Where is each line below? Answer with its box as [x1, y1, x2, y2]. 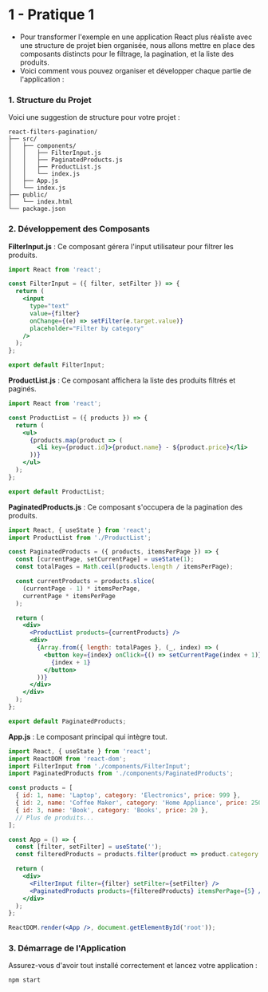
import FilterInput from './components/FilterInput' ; [8, 762, 191, 770]
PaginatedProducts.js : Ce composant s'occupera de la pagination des [8, 502, 243, 512]
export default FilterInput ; [8, 361, 105, 369]
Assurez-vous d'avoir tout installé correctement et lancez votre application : [8, 961, 258, 970]
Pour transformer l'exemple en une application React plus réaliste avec [19, 32, 253, 42]
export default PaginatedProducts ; [8, 717, 127, 725]
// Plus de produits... [15, 813, 94, 822]
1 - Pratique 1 [8, 6, 95, 24]
